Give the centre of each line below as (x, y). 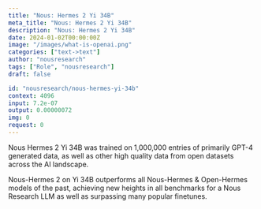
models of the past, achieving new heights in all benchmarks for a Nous (125, 188)
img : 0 (19, 118)
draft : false (30, 74)
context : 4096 (32, 95)
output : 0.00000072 (40, 110)
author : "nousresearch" (47, 60)
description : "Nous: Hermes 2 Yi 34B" (72, 30)
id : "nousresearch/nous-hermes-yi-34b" (74, 88)
